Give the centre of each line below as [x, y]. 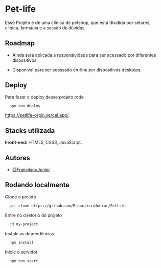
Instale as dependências [30, 233]
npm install [22, 243]
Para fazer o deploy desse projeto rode [45, 97]
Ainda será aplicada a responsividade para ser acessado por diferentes [84, 55]
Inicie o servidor [21, 252]
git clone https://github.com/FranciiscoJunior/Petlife [68, 206]
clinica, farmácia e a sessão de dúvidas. [46, 27]
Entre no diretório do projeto [34, 215]
